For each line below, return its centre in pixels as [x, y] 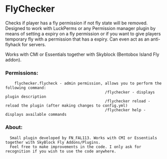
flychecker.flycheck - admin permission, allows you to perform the [88, 84]
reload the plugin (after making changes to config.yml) [67, 106]
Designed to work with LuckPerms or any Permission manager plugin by [80, 28]
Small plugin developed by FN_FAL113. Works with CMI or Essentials [83, 138]
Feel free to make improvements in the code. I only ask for [76, 147]
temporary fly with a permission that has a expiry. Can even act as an [77, 39]
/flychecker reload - [128, 101]
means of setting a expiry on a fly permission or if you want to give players [83, 34]
